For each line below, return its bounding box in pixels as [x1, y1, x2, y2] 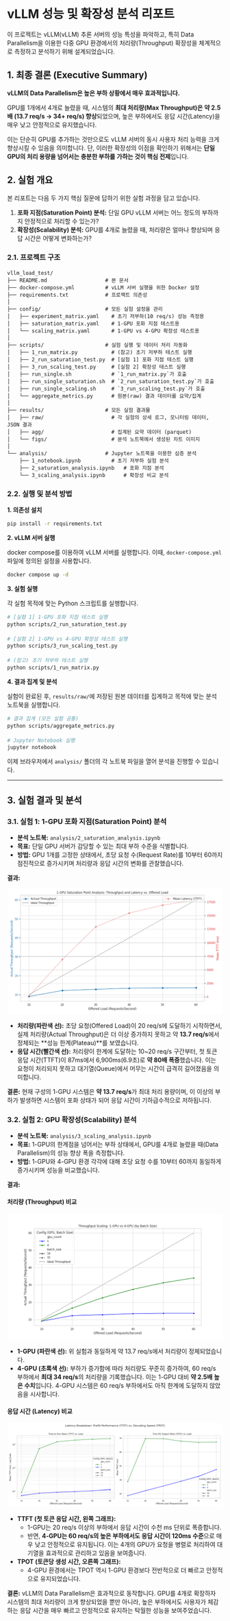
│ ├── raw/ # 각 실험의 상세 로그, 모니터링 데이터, [7, 414, 209, 421]
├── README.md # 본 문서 [7, 277, 129, 284]
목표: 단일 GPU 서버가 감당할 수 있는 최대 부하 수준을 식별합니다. [16, 842, 189, 850]
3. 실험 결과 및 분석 [7, 794, 82, 806]
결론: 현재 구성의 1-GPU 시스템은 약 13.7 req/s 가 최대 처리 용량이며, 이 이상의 [7, 1087, 214, 1095]
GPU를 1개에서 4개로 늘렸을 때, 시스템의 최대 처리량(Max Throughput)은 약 [7, 103, 210, 112]
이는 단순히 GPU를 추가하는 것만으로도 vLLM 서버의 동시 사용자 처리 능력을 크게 [7, 135, 220, 143]
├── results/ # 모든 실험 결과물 [7, 406, 151, 413]
